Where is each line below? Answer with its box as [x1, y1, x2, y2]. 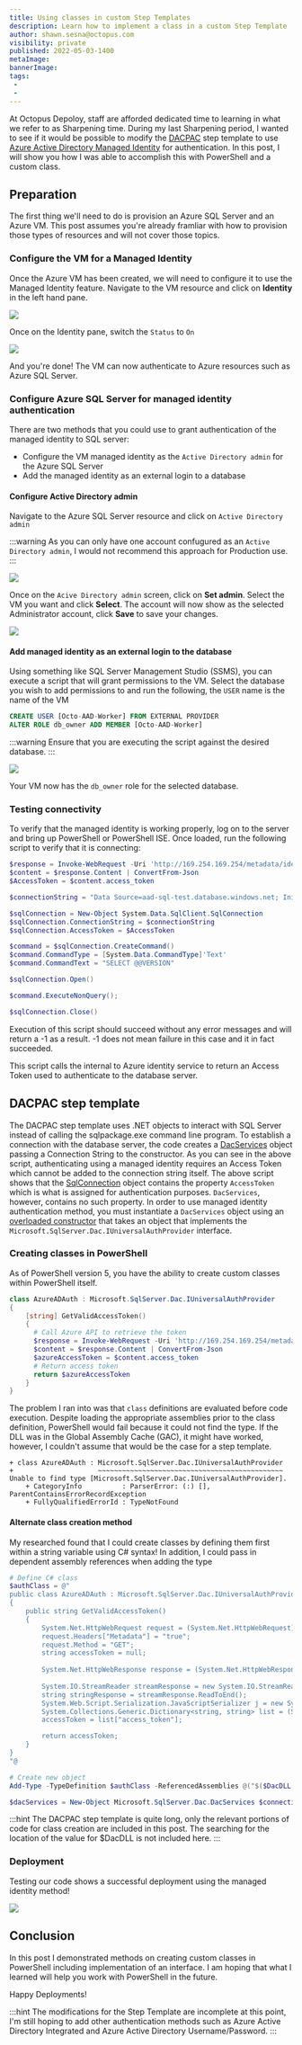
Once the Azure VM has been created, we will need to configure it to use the [9, 272, 293, 283]
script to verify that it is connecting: [9, 843, 141, 853]
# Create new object [9, 1773, 87, 1782]
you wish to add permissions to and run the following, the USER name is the [9, 685, 286, 696]
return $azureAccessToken [32, 1370, 130, 1379]
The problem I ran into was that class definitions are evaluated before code [9, 1403, 289, 1414]
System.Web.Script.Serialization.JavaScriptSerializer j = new [41, 1699, 283, 1708]
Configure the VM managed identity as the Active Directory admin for [22, 451, 284, 461]
